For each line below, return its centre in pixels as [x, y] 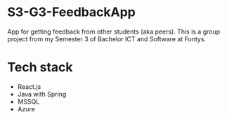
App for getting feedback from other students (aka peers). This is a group [114, 31]
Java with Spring [42, 94]
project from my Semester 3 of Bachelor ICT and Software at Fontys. [106, 38]
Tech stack [40, 68]
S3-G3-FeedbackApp [71, 12]
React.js [29, 86]
